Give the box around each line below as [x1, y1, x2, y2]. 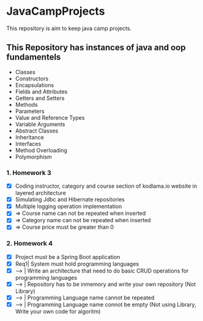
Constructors [15, 75, 49, 82]
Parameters [15, 107, 45, 115]
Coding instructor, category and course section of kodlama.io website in [15, 182, 197, 190]
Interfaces [15, 140, 42, 147]
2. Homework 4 [6, 239, 53, 248]
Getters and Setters [15, 94, 65, 102]
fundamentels [6, 52, 61, 63]
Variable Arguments [15, 120, 65, 128]
